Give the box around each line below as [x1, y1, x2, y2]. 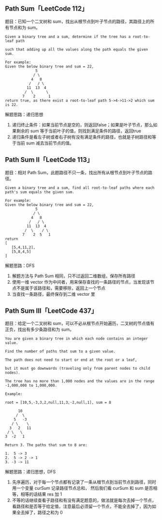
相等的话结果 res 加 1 [20, 491, 62, 497]
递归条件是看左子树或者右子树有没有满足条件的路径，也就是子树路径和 [12, 134, 152, 140]
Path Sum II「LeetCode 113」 [5, 156, 93, 164]
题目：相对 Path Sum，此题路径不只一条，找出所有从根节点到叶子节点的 [5, 169, 148, 175]
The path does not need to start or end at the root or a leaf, [5, 358, 137, 362]
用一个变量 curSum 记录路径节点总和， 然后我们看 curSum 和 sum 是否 [12, 485, 153, 491]
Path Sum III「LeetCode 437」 [5, 307, 98, 315]
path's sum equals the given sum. [5, 189, 75, 195]
